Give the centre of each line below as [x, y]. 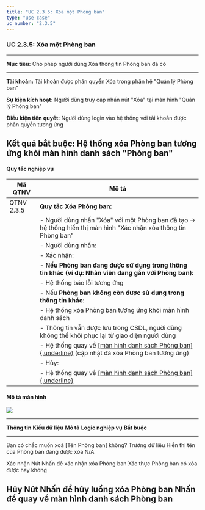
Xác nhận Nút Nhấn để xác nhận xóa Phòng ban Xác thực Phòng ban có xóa [102, 464]
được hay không [27, 470]
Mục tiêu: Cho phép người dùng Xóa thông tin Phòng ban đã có [86, 64]
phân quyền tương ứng [35, 124]
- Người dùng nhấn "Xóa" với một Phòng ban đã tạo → [117, 220]
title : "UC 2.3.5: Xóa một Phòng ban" [56, 12]
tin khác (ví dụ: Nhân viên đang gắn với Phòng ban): [117, 273]
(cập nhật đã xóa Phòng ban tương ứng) [132, 353]
